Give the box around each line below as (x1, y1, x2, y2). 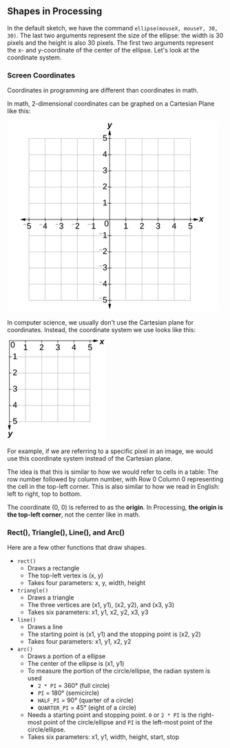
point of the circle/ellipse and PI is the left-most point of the (43, 718, 213, 727)
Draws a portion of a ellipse (27, 652, 106, 660)
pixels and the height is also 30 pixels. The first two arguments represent (7, 38, 214, 47)
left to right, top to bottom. (7, 490, 82, 498)
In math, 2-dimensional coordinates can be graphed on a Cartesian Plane (7, 99, 215, 108)
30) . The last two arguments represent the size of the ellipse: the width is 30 (7, 31, 224, 39)
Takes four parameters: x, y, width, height (27, 579, 146, 587)
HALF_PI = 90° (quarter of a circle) (37, 696, 134, 704)
